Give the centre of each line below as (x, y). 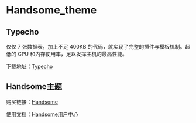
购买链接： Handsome (32, 102)
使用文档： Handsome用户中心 (42, 114)
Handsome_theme (51, 10)
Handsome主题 (34, 86)
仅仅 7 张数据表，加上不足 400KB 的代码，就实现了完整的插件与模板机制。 (96, 47)
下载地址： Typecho (30, 66)
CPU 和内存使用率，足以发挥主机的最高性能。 (72, 54)
